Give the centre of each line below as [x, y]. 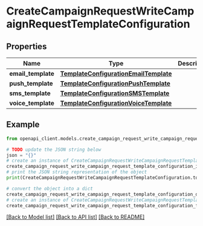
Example [23, 125]
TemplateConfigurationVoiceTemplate [116, 103]
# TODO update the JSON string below [54, 150]
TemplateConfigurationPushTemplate [115, 83]
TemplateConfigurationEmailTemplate [116, 74]
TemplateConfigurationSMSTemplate [115, 93]
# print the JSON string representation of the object [77, 172]
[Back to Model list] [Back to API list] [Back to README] [76, 217]
